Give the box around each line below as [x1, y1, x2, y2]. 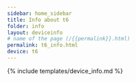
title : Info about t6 [7, 16, 69, 23]
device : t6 [7, 49, 38, 55]
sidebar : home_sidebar [7, 10, 72, 17]
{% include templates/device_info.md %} [7, 66, 124, 75]
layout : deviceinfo [7, 29, 63, 36]
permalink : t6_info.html [7, 42, 78, 49]
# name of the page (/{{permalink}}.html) [7, 36, 131, 42]
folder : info [7, 23, 45, 29]
